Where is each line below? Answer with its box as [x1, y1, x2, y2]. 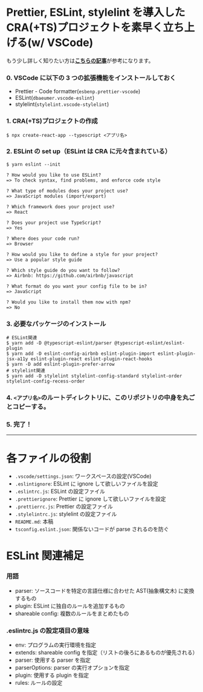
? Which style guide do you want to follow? [6, 267, 120, 273]
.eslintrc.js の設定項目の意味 [6, 626, 89, 634]
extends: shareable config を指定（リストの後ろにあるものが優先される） [14, 649, 198, 656]
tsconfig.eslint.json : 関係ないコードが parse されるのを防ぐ [14, 526, 169, 533]
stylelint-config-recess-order [6, 378, 85, 384]
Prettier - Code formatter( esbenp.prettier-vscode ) [14, 88, 141, 95]
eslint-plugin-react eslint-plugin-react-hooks [30, 356, 153, 362]
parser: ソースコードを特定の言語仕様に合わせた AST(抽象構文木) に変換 [14, 587, 195, 594]
